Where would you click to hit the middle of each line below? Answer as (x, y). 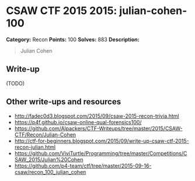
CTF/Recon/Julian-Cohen (45, 134)
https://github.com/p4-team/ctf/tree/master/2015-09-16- (83, 166)
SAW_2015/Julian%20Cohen (49, 159)
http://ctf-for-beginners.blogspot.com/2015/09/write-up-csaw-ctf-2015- (102, 141)
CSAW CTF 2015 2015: (62, 11)
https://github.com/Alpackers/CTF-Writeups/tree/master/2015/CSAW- (98, 128)
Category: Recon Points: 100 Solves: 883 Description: (73, 39)
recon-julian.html (35, 147)
